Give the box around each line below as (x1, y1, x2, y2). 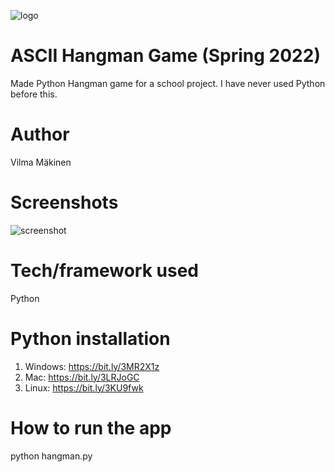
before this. (10, 88, 58, 100)
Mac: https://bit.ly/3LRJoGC (24, 371, 140, 383)
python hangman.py (10, 450, 93, 462)
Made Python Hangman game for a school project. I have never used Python (10, 77, 326, 89)
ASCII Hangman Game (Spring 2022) (10, 45, 321, 67)
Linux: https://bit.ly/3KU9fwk (24, 381, 144, 394)
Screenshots (10, 191, 119, 214)
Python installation (10, 327, 171, 350)
